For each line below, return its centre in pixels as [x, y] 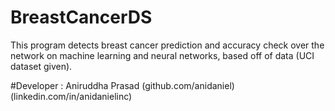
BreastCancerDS [81, 17]
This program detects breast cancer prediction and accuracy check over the [167, 45]
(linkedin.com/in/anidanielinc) [71, 96]
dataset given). [41, 66]
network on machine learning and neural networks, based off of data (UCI [162, 55]
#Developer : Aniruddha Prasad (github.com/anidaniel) [122, 85]
